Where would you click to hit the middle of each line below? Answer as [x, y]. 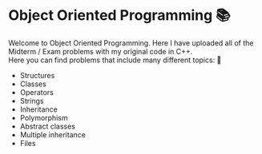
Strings [32, 101]
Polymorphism [44, 117]
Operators [36, 92]
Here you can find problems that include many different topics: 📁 [115, 60]
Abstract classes [48, 126]
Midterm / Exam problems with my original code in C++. [101, 51]
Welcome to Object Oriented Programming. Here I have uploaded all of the [131, 43]
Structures [37, 75]
